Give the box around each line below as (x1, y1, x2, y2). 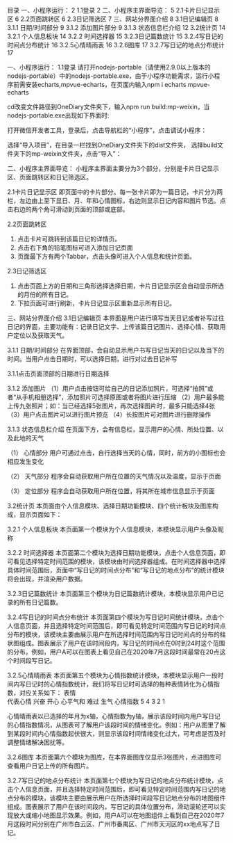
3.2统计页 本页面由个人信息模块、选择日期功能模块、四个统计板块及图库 (7, 501, 213, 510)
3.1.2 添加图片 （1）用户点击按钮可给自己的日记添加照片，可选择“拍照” (7, 385, 208, 392)
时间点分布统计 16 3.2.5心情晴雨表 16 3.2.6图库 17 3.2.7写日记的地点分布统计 (7, 41, 225, 49)
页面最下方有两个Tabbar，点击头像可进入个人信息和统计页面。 (17, 252, 196, 260)
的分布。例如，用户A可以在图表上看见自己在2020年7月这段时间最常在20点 (7, 648, 220, 656)
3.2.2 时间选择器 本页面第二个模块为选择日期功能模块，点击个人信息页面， (7, 549, 220, 556)
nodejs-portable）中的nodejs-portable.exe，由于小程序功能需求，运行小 (7, 72, 214, 80)
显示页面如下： (19, 511, 62, 518)
